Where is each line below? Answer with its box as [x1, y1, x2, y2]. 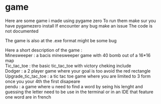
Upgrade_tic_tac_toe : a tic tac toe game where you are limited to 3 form [5, 73, 151, 79]
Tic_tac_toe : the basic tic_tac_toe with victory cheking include [5, 63, 132, 69]
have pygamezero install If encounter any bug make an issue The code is [5, 23, 153, 28]
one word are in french [5, 94, 52, 100]
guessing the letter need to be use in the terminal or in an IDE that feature [5, 89, 154, 95]
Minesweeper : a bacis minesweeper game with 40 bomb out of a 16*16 [5, 52, 151, 58]
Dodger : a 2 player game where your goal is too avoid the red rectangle [5, 68, 151, 74]
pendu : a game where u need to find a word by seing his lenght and [5, 83, 143, 89]
